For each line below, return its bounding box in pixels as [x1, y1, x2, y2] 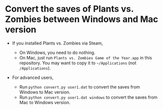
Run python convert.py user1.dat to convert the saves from [19, 84, 140, 90]
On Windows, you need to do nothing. [19, 50, 96, 55]
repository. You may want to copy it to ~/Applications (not [19, 60, 137, 66]
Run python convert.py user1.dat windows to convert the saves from [19, 94, 158, 100]
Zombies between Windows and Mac [5, 14, 158, 25]
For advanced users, [12, 74, 54, 80]
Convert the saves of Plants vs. [5, 3, 134, 15]
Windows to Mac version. [19, 89, 71, 95]
